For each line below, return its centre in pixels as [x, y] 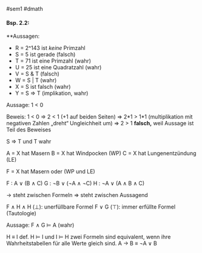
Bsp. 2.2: [18, 23]
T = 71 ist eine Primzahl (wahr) [53, 61]
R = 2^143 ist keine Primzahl [50, 48]
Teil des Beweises [29, 130]
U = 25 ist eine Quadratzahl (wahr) [58, 68]
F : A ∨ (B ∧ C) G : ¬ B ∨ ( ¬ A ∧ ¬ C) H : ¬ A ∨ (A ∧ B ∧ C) [76, 183]
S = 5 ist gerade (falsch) [45, 55]
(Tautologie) [21, 213]
